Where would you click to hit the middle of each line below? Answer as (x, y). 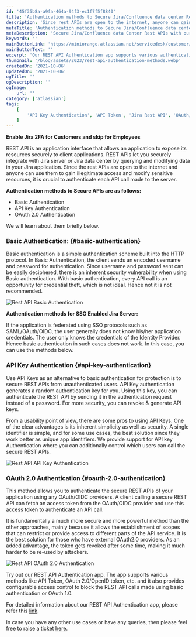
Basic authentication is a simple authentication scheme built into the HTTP (95, 254)
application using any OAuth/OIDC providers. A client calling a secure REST (97, 497)
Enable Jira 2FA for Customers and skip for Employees (73, 137)
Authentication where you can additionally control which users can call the (96, 445)
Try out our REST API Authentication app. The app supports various (87, 575)
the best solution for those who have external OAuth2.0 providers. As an (93, 540)
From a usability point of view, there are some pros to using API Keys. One (95, 420)
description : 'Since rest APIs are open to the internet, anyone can (92, 22)
